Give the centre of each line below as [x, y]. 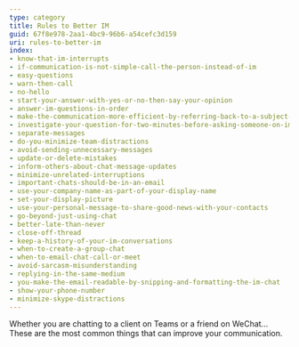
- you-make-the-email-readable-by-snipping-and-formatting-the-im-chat [145, 282]
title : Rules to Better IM [59, 26]
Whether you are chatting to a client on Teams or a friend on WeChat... [139, 324]
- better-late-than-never [57, 224]
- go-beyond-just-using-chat [63, 216]
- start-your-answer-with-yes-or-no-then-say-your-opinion [121, 100]
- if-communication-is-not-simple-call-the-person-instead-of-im [133, 68]
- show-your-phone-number [57, 290]
